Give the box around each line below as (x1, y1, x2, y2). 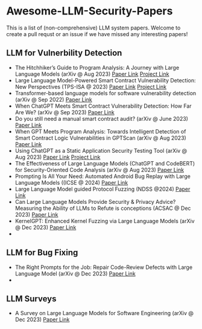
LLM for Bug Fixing (6, 248, 78, 258)
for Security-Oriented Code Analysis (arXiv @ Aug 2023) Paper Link (14, 166, 185, 173)
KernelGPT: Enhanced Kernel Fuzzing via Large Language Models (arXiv (14, 217, 195, 224)
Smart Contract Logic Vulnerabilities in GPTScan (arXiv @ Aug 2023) (14, 134, 187, 141)
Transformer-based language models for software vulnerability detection (14, 89, 197, 97)
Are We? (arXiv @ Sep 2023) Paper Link (14, 108, 115, 115)
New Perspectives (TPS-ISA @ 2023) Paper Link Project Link (14, 83, 167, 90)
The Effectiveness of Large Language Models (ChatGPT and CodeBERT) (14, 159, 195, 167)
